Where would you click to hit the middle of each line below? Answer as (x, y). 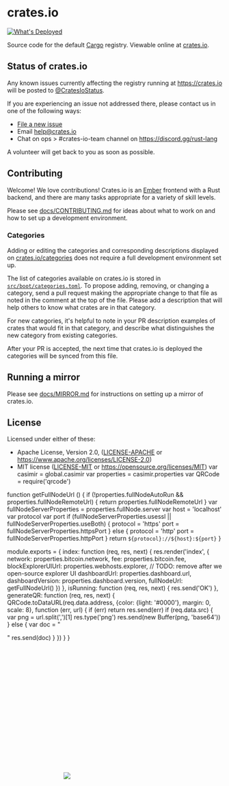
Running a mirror (44, 377)
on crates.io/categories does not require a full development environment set (114, 258)
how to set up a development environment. (67, 218)
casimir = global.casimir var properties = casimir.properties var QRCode (118, 474)
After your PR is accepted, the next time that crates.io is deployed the (105, 348)
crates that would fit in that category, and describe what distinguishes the (111, 328)
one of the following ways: (44, 110)
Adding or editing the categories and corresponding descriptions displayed (113, 250)
